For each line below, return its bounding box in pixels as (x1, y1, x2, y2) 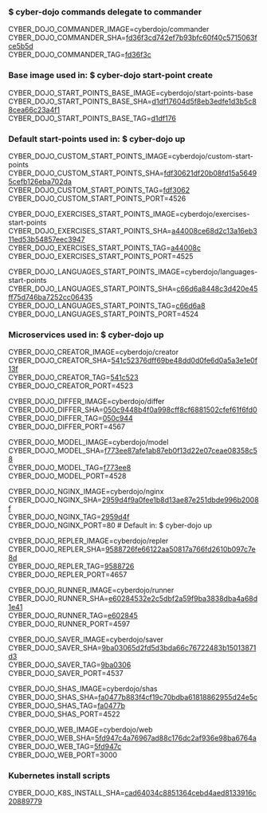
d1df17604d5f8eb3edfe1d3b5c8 (151, 96, 257, 106)
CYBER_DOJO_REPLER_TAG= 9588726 (8, 561, 135, 571)
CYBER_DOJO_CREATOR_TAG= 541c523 (8, 373, 139, 383)
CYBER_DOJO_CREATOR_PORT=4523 (8, 381, 134, 391)
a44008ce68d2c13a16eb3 (171, 226, 257, 235)
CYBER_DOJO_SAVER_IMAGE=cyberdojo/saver (8, 634, 164, 644)
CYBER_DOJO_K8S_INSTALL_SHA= (8, 788, 125, 798)
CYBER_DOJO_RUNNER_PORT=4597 (8, 619, 130, 629)
